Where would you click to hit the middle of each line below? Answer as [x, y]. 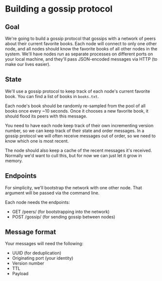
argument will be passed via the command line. [52, 193]
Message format [31, 232]
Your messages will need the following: [44, 244]
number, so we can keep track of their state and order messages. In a [75, 131]
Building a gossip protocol [59, 9]
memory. [14, 161]
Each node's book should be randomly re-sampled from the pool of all [75, 106]
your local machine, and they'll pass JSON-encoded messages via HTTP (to [81, 59]
